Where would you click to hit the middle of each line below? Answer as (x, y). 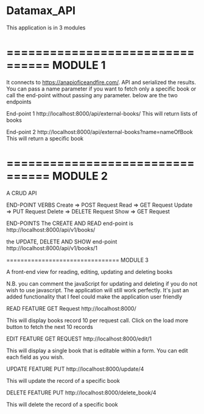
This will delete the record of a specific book (62, 404)
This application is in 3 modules (46, 28)
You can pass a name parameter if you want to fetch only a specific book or (101, 89)
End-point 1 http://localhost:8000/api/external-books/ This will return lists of (102, 113)
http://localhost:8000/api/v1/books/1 (52, 248)
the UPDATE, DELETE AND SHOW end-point (62, 242)
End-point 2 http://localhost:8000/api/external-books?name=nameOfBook (100, 131)
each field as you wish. (35, 357)
